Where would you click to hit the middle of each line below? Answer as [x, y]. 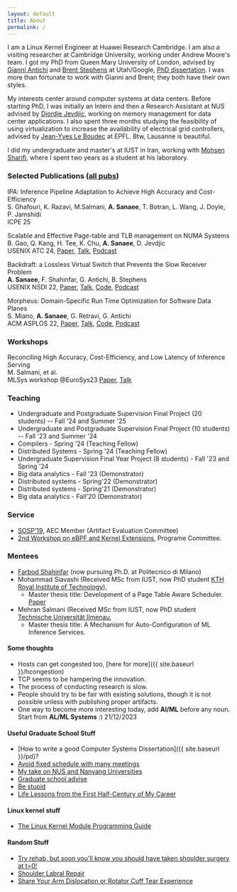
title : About [27, 21]
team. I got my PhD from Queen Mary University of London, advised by [111, 62]
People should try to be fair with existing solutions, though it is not [114, 694]
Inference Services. [57, 632]
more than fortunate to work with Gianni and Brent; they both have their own [119, 77]
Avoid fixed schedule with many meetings [78, 764]
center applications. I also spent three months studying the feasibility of [112, 121]
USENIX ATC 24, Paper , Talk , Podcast [62, 250]
